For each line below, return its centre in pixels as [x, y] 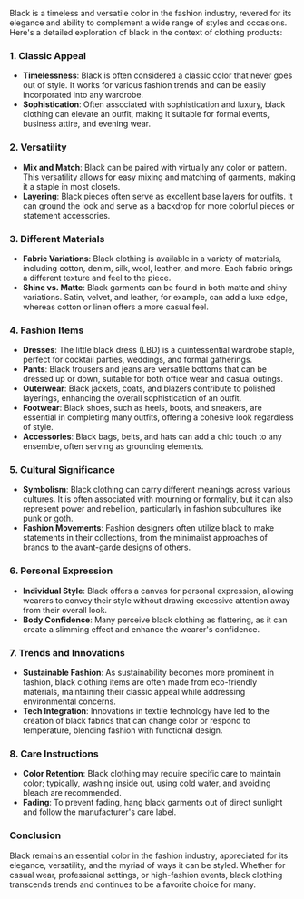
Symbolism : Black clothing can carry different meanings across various [157, 490]
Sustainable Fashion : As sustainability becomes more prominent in [148, 673]
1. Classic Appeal [48, 55]
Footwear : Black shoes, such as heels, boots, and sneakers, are [142, 408]
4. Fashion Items [47, 330]
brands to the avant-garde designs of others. [107, 547]
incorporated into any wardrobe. [83, 95]
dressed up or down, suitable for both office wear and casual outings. [153, 379]
